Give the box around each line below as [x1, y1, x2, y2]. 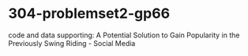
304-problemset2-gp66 [8, 5, 171, 23]
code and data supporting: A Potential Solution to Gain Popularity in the [8, 30, 240, 40]
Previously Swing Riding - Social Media [8, 38, 136, 47]
